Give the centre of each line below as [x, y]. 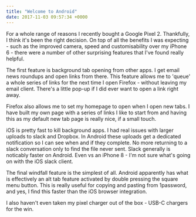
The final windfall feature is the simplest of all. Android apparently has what [97, 172]
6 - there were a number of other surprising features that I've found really [95, 52]
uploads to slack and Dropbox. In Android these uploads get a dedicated [94, 136]
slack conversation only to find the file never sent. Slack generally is [88, 149]
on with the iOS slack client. [40, 161]
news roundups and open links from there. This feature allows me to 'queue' [98, 76]
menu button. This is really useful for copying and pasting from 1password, [97, 185]
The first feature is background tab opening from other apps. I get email [93, 70]
